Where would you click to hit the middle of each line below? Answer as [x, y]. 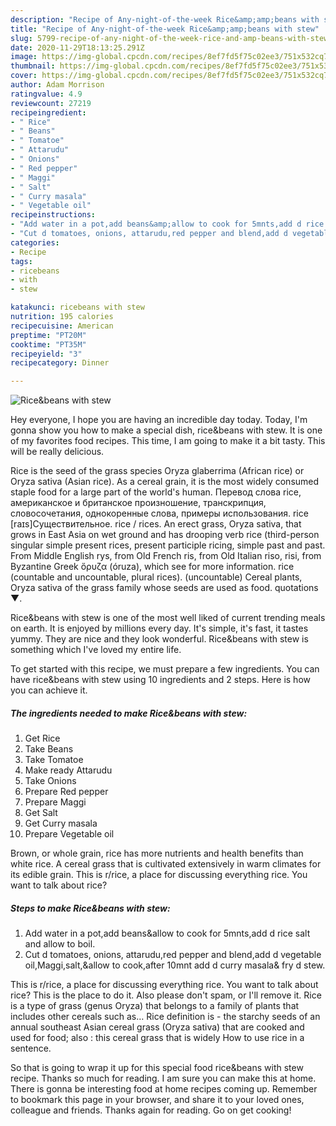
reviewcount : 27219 [51, 103]
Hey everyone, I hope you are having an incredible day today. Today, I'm [159, 420]
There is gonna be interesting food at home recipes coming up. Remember [164, 1089]
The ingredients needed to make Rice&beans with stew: [129, 713]
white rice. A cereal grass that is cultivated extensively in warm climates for [166, 864]
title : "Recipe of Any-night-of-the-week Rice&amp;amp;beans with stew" [165, 29]
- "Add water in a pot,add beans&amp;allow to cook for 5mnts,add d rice [167, 224]
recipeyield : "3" [46, 354]
